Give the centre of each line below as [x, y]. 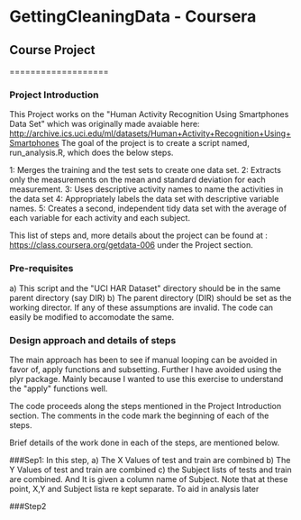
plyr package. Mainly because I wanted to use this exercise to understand [146, 379]
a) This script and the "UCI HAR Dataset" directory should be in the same [145, 288]
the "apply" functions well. [59, 388]
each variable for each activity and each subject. [100, 218]
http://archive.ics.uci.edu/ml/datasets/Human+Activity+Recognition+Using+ [150, 133]
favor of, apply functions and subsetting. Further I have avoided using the [146, 369]
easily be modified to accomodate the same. [92, 316]
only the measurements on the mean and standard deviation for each [137, 180]
